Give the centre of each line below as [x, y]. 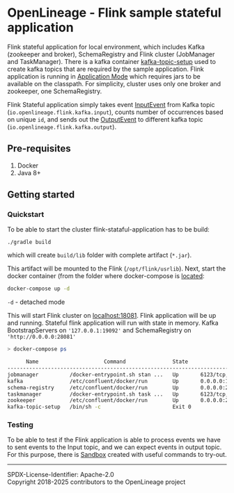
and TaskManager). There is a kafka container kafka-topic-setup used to [111, 61]
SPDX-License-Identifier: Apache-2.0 [61, 475]
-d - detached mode [36, 302]
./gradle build [29, 242]
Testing [20, 425]
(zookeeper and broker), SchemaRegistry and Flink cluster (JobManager [111, 54]
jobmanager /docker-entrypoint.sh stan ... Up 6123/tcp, [118, 374]
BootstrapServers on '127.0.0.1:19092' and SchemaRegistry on [99, 330]
